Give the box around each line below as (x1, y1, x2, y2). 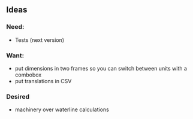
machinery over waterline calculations (14, 106, 109, 113)
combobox (14, 71, 42, 78)
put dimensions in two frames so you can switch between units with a (14, 65, 188, 72)
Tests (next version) (14, 36, 65, 44)
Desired (6, 92, 30, 100)
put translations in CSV (14, 77, 72, 84)
